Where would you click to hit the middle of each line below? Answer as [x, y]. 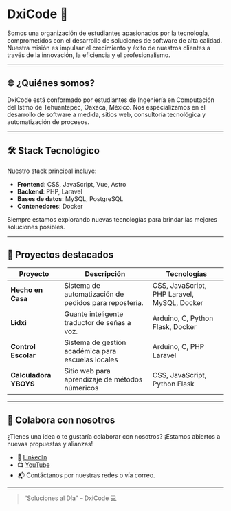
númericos [81, 388]
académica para [90, 351]
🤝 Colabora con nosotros [61, 420]
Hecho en [27, 290]
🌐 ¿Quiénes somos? [51, 83]
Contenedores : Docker [50, 206]
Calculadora [31, 375]
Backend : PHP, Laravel [49, 191]
